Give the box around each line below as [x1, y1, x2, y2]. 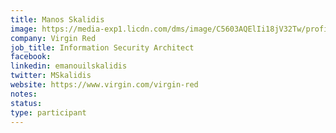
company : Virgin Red [10, 33, 97, 43]
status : [10, 98, 43, 108]
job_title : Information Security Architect [10, 42, 195, 53]
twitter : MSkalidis [10, 71, 92, 81]
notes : [10, 89, 38, 99]
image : [10, 24, 38, 34]
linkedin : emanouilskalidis [10, 61, 128, 71]
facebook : [10, 52, 52, 62]
